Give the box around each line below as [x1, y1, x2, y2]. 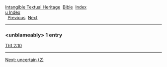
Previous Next [7, 15, 38, 20]
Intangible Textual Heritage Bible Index [5, 4, 87, 10]
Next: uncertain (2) [5, 57, 44, 63]
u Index [5, 9, 21, 15]
